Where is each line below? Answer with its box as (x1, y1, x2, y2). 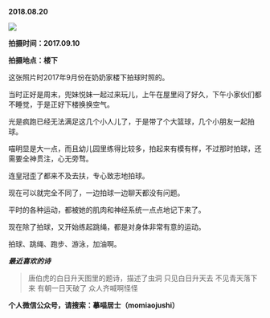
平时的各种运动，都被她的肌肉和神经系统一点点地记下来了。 (8, 205, 206, 214)
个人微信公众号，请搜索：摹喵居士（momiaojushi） (8, 300, 179, 310)
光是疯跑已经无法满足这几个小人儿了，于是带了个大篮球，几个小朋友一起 (8, 116, 247, 126)
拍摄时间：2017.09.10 (8, 39, 80, 47)
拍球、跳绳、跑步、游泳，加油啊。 (8, 239, 121, 248)
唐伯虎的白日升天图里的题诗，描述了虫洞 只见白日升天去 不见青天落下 (27, 273, 258, 283)
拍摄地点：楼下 (8, 55, 58, 65)
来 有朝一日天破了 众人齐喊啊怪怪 (27, 283, 138, 292)
